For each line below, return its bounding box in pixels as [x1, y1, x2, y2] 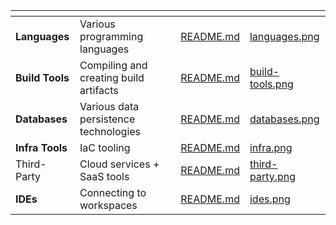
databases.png [249, 112, 320, 126]
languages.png [249, 30, 320, 43]
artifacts [79, 84, 119, 97]
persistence [79, 112, 136, 126]
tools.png [249, 77, 294, 91]
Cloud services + [79, 157, 160, 171]
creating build [79, 71, 145, 84]
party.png [249, 170, 297, 183]
